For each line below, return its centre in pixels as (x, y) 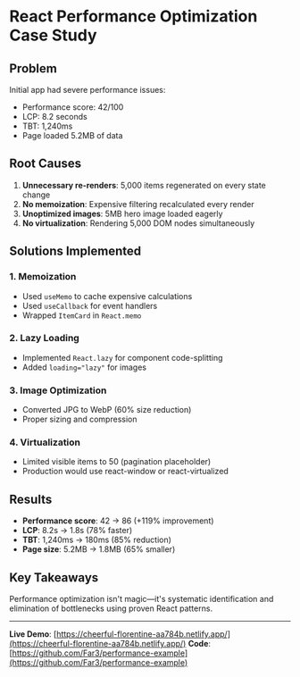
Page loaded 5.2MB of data (72, 135)
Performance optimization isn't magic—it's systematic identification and (142, 599)
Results (31, 499)
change (36, 195)
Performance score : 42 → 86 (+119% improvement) (118, 521)
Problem (33, 68)
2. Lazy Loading (45, 338)
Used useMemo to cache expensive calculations (107, 296)
